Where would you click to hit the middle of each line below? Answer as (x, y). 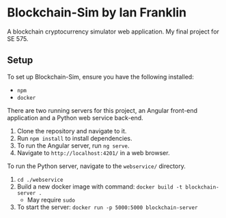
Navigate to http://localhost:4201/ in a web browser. (93, 152)
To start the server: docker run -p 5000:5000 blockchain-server (107, 207)
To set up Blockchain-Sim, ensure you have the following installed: (101, 77)
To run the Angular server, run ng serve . (73, 146)
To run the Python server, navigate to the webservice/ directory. (97, 166)
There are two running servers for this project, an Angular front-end (102, 110)
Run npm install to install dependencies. (74, 138)
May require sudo (51, 200)
